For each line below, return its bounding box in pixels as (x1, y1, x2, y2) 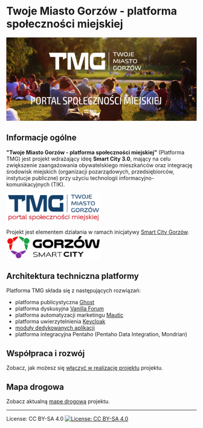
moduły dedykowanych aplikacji (14, 324, 95, 331)
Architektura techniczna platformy (6, 271, 139, 281)
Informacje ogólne (6, 133, 77, 143)
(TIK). (51, 180, 65, 188)
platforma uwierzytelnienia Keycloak (14, 318, 106, 325)
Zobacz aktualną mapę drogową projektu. (6, 398, 110, 405)
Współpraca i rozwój (6, 348, 85, 359)
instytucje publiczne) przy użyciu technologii (6, 174, 118, 182)
